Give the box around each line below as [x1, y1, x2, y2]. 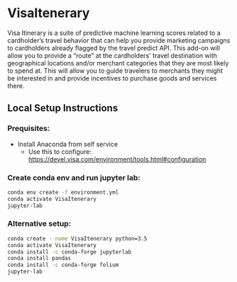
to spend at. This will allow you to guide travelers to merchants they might [7, 66, 224, 75]
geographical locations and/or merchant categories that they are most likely [7, 58, 229, 67]
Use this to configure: [28, 147, 92, 156]
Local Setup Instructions [7, 102, 118, 115]
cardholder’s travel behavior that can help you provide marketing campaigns [7, 36, 231, 44]
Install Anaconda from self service [17, 140, 118, 148]
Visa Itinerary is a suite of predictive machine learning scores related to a [7, 28, 221, 37]
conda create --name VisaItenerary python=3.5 [7, 235, 148, 242]
